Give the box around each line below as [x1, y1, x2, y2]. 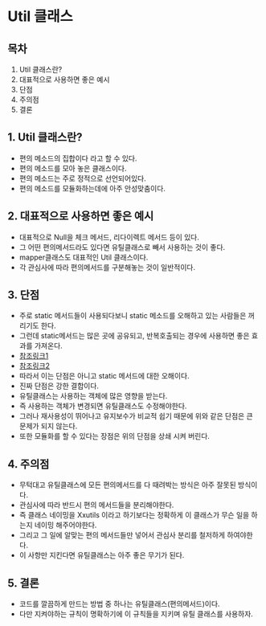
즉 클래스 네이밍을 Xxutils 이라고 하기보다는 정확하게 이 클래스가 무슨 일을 [18, 510, 250, 520]
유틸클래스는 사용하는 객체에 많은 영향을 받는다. [18, 391, 168, 401]
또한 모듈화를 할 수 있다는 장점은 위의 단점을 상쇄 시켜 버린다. [18, 432, 211, 441]
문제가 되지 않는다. [18, 421, 78, 431]
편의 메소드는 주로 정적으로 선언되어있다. [18, 174, 146, 183]
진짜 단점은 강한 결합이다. [18, 381, 100, 391]
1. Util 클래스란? [7, 130, 83, 145]
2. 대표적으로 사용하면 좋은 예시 [7, 210, 154, 223]
